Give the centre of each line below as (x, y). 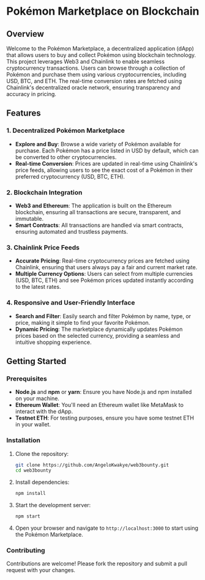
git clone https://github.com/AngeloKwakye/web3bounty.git (92, 465)
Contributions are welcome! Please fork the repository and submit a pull (97, 563)
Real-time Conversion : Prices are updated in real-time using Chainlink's (106, 163)
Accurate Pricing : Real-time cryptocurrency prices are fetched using (102, 261)
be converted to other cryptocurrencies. (66, 157)
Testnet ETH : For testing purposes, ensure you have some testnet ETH (105, 418)
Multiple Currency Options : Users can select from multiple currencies (104, 274)
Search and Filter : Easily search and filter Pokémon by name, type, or (103, 316)
